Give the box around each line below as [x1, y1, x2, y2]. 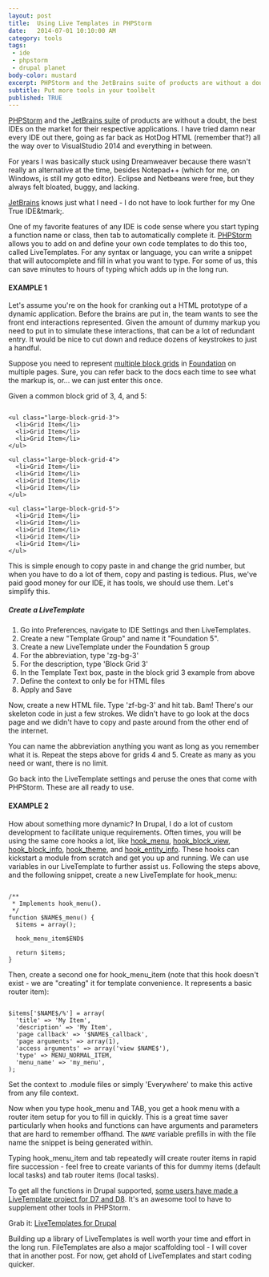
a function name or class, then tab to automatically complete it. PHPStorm [8, 230, 252, 240]
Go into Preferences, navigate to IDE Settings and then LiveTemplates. [19, 625, 251, 635]
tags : [8, 42, 26, 50]
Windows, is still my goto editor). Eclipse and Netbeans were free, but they [8, 174, 255, 184]
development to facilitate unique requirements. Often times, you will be [8, 827, 242, 837]
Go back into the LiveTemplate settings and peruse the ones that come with [8, 774, 258, 784]
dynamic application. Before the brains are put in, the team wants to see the [8, 309, 259, 319]
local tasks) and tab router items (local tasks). [8, 1170, 159, 1179]
